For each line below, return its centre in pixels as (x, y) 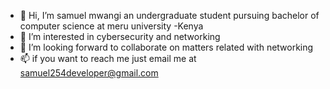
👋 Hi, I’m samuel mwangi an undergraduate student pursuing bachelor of (169, 15)
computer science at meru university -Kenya (111, 26)
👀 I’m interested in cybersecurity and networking (120, 36)
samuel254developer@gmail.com (89, 73)
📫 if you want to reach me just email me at (108, 58)
